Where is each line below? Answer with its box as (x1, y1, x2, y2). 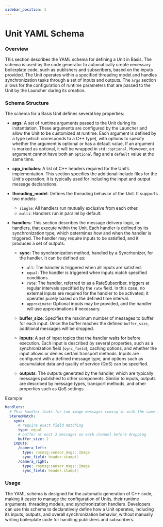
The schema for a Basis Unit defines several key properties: (5, 110, 125, 117)
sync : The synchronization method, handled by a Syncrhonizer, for (19, 250, 153, 256)
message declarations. (12, 181, 58, 187)
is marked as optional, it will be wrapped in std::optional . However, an (12, 146, 154, 152)
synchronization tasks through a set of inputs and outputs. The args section (5, 77, 156, 83)
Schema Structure (5, 100, 49, 107)
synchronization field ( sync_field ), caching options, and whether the (19, 345, 157, 351)
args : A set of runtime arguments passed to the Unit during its (12, 120, 136, 126)
